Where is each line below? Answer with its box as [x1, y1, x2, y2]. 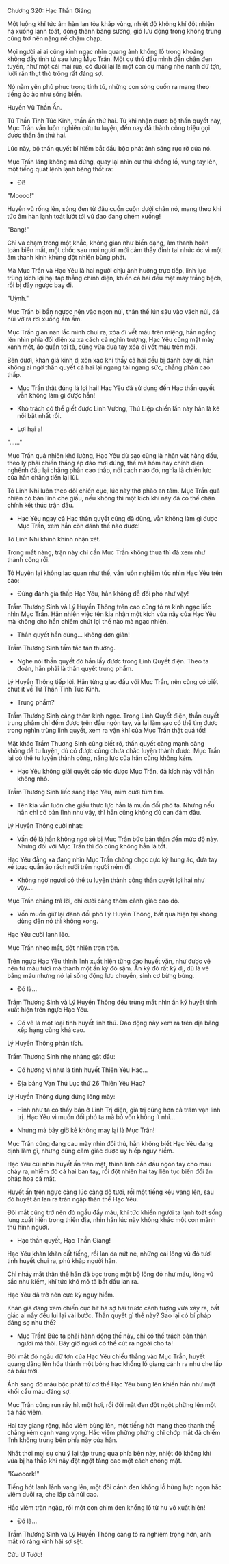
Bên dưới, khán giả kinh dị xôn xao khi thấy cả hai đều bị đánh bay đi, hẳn [7, 356, 214, 364]
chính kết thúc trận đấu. [7, 501, 74, 509]
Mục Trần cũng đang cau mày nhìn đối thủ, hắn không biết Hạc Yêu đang [7, 1140, 213, 1147]
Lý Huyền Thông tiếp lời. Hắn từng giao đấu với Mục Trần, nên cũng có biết [7, 678, 219, 685]
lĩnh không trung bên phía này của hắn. [7, 1436, 118, 1444]
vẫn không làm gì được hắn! [16, 391, 96, 399]
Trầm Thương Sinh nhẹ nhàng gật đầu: [7, 1053, 116, 1060]
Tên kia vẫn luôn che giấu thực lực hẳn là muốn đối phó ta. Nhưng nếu [16, 801, 215, 809]
